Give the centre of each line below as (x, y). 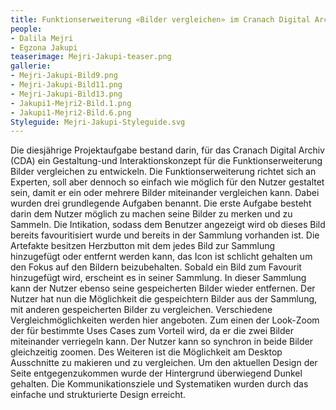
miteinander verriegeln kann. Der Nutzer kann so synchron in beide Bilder (161, 342)
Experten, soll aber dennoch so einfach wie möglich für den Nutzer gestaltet (167, 182)
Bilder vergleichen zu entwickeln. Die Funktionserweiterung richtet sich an (163, 172)
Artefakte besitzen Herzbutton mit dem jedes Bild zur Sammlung (143, 246)
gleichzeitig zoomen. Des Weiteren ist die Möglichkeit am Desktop (146, 352)
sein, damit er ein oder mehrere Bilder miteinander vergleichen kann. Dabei (165, 193)
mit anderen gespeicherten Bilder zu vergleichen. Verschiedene (141, 310)
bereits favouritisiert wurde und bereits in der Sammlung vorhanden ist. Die (165, 235)
